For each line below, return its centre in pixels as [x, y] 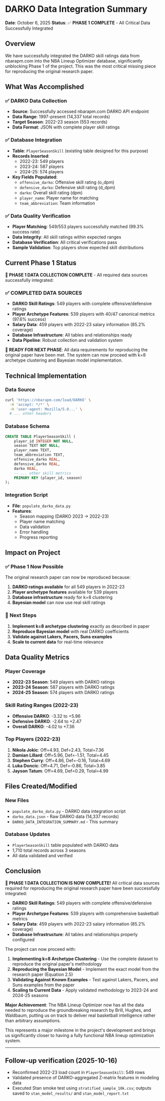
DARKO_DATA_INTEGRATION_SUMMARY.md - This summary [65, 822]
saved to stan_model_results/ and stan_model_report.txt [70, 1093]
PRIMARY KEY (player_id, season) [48, 478]
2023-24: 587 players [41, 167]
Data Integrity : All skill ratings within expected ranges [67, 237]
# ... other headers [30, 414]
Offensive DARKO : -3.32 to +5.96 [46, 716]
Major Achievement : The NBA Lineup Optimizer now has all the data [74, 1005]
